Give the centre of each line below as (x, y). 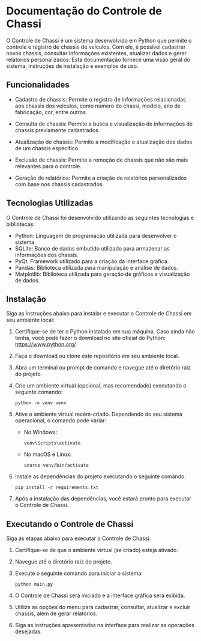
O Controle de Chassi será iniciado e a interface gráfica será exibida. (100, 595)
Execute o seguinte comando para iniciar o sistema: (79, 573)
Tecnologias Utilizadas (50, 203)
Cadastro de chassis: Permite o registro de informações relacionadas (100, 99)
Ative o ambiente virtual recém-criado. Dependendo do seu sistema (99, 414)
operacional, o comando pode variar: (61, 421)
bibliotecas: (20, 224)
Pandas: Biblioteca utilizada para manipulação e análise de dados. (97, 267)
